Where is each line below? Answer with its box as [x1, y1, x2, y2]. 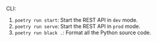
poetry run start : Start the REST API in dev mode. [14, 17, 138, 23]
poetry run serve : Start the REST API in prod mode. [14, 23, 140, 30]
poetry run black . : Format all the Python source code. [14, 29, 152, 36]
